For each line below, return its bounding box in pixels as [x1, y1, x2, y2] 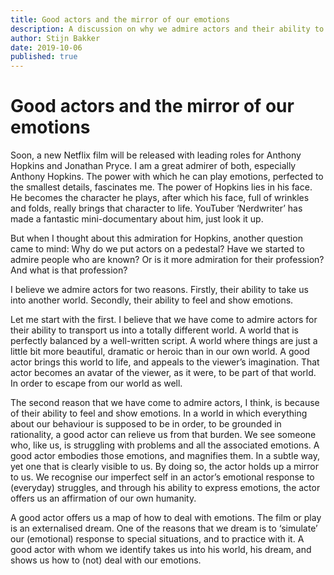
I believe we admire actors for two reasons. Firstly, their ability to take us [10, 284, 309, 296]
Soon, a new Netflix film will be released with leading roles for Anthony [10, 149, 302, 161]
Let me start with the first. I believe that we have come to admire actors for [10, 314, 318, 326]
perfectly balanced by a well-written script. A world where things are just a [10, 335, 318, 347]
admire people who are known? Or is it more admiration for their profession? [10, 254, 325, 266]
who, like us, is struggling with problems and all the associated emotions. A [10, 439, 320, 451]
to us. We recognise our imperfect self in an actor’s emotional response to [10, 471, 315, 483]
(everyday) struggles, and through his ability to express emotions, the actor [10, 482, 321, 494]
